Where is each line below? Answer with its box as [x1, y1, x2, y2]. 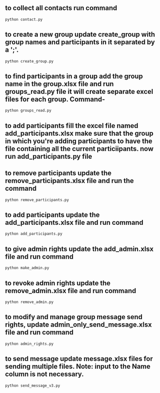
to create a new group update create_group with [5, 30, 156, 39]
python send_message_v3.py [5, 383, 60, 388]
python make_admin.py [5, 266, 50, 271]
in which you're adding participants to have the [5, 137, 153, 145]
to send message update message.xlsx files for [5, 355, 153, 363]
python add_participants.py [5, 231, 63, 237]
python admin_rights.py [5, 341, 54, 346]
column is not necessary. [5, 370, 84, 378]
